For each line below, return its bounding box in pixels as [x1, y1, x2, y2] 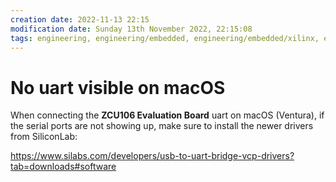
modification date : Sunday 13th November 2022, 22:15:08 [10, 24, 253, 34]
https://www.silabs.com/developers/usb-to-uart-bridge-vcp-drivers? [10, 150, 295, 162]
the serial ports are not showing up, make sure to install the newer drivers [10, 120, 314, 132]
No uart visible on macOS [10, 76, 226, 99]
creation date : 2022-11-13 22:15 [10, 14, 150, 25]
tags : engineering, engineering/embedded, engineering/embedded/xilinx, [10, 33, 320, 43]
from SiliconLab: [10, 131, 78, 143]
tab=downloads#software [10, 161, 117, 173]
